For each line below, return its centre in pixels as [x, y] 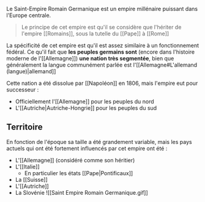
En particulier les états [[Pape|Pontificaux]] [79, 173]
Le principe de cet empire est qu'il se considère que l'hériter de [101, 27]
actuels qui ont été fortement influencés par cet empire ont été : [87, 148]
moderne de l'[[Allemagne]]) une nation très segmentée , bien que [90, 58]
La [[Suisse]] [31, 179]
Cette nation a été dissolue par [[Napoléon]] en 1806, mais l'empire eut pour [102, 83]
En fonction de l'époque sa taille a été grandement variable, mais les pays [99, 142]
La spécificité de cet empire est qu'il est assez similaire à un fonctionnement [103, 45]
